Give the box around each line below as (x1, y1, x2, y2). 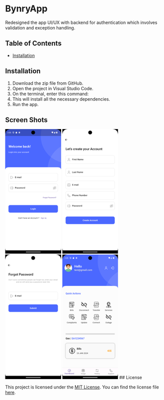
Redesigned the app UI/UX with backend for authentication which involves (5, 19, 158, 25)
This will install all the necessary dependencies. (12, 96, 110, 102)
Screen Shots (5, 116, 48, 124)
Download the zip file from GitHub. (12, 80, 83, 86)
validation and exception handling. (5, 24, 76, 30)
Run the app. (12, 101, 39, 107)
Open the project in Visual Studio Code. (12, 85, 93, 91)
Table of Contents (5, 39, 62, 48)
